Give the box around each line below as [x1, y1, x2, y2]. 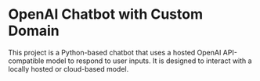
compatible [8, 56, 45, 65]
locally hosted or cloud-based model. [8, 64, 129, 73]
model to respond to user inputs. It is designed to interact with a [45, 56, 252, 65]
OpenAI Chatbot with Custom [8, 5, 204, 23]
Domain [8, 22, 60, 40]
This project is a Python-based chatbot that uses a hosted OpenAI [8, 48, 222, 57]
